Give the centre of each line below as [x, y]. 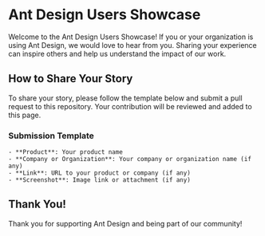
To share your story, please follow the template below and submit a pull [125, 98]
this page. [25, 115]
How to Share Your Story [71, 79]
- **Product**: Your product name [66, 152]
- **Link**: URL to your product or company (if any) [100, 173]
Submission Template [51, 136]
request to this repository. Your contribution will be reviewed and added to [131, 106]
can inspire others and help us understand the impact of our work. [117, 53]
